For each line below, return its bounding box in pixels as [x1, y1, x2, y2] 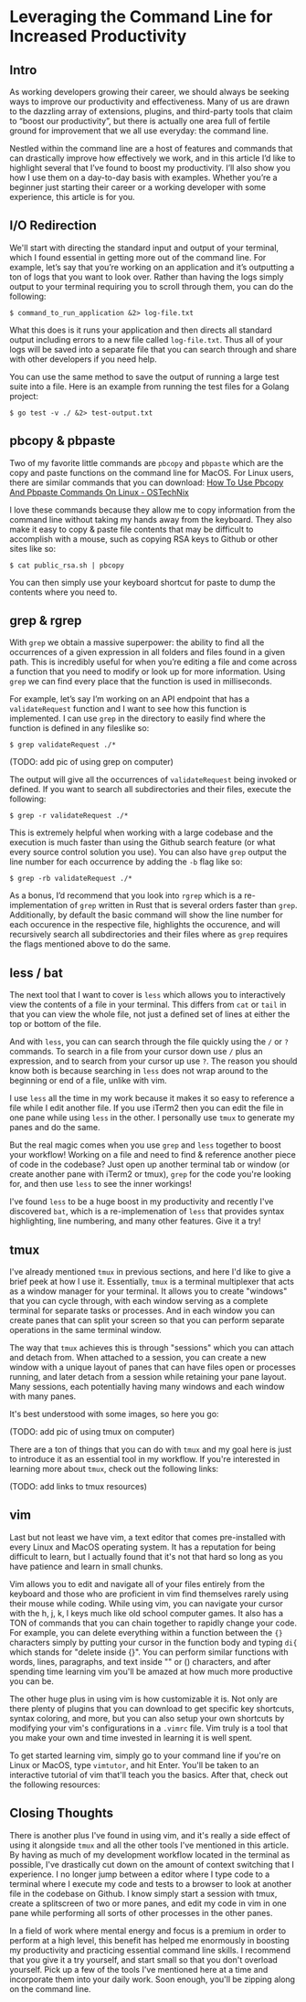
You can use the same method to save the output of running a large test [9, 371, 280, 382]
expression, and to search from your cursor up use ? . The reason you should [9, 1055, 298, 1066]
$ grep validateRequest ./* [9, 740, 117, 750]
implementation [9, 900, 69, 911]
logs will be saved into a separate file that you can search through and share [9, 344, 297, 355]
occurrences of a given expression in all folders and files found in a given [9, 647, 286, 658]
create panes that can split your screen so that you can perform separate [9, 1315, 285, 1326]
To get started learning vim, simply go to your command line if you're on [9, 1750, 281, 1761]
